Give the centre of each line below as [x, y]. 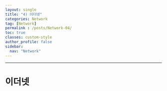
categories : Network [27, 19]
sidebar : [14, 46]
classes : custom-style [29, 38]
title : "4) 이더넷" [24, 14]
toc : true [15, 33]
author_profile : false [29, 42]
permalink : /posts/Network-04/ [39, 28]
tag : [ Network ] [21, 23]
